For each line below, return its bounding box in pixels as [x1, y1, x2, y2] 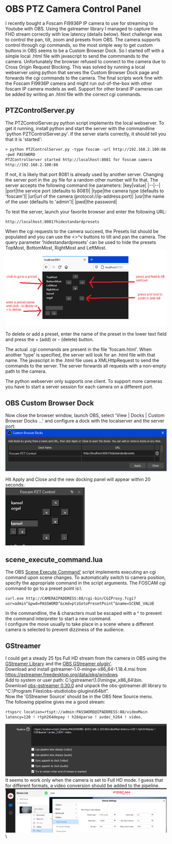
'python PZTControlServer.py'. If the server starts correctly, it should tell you [5, 131, 166, 137]
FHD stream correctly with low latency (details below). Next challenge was [5, 31, 162, 37]
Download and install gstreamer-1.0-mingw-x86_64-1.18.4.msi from [5, 666, 147, 672]
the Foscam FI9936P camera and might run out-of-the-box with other [5, 80, 153, 86]
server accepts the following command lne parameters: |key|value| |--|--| [5, 182, 161, 188]
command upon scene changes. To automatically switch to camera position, [5, 574, 166, 581]
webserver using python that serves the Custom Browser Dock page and [5, 69, 159, 75]
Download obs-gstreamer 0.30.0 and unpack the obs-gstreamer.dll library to [5, 682, 167, 689]
